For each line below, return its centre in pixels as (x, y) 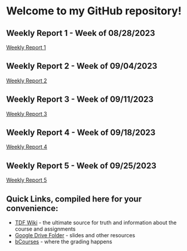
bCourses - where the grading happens (63, 242)
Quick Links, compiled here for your (74, 199)
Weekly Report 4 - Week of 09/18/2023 (81, 133)
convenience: (32, 208)
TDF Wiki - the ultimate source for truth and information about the (96, 223)
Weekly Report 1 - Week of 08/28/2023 (81, 33)
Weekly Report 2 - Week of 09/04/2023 (82, 66)
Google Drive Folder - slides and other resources (75, 235)
